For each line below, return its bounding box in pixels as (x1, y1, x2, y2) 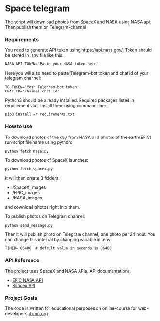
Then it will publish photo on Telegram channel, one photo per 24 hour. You (5, 231, 156, 237)
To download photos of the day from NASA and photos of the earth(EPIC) (5, 134, 152, 140)
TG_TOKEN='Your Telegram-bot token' (5, 85, 79, 90)
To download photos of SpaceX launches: (5, 157, 89, 163)
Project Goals (5, 294, 38, 301)
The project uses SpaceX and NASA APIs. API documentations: (5, 268, 131, 274)
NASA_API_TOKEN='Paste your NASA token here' (5, 61, 98, 67)
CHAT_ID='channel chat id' (5, 89, 60, 94)
